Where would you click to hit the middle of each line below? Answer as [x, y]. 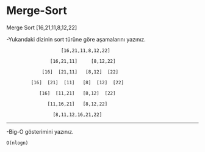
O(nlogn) [17, 143]
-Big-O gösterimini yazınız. [40, 131]
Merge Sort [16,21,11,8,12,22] [42, 27]
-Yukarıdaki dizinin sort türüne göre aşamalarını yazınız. [76, 39]
